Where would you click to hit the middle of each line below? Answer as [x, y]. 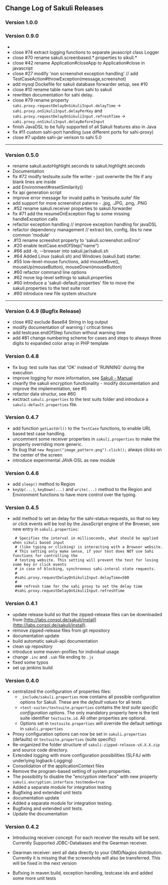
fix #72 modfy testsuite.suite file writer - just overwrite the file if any [82, 176]
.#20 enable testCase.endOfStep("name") [55, 245]
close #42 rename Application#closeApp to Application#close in [78, 63]
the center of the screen [37, 455]
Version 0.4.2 [22, 826]
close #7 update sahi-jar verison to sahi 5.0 [57, 137]
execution [23, 372]
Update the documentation [40, 813]
